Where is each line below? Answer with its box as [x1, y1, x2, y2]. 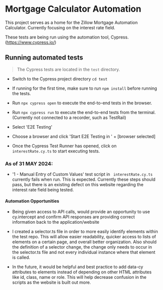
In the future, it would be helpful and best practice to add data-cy [12, 264, 144, 270]
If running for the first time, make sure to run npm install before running [12, 85, 157, 91]
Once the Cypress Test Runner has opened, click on [12, 143, 117, 149]
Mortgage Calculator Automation [5, 3, 142, 15]
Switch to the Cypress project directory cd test [12, 76, 108, 81]
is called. [12, 254, 31, 260]
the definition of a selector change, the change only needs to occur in [12, 244, 152, 250]
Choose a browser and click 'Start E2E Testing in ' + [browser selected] [12, 133, 156, 139]
